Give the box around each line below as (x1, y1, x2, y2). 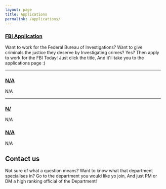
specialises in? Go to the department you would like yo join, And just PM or (5, 173, 157, 179)
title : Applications (5, 12, 48, 17)
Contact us (5, 154, 40, 163)
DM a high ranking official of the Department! (5, 178, 97, 184)
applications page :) (5, 60, 46, 66)
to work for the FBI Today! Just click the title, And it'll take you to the (5, 55, 144, 61)
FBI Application (5, 33, 43, 40)
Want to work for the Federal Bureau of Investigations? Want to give (5, 44, 143, 50)
